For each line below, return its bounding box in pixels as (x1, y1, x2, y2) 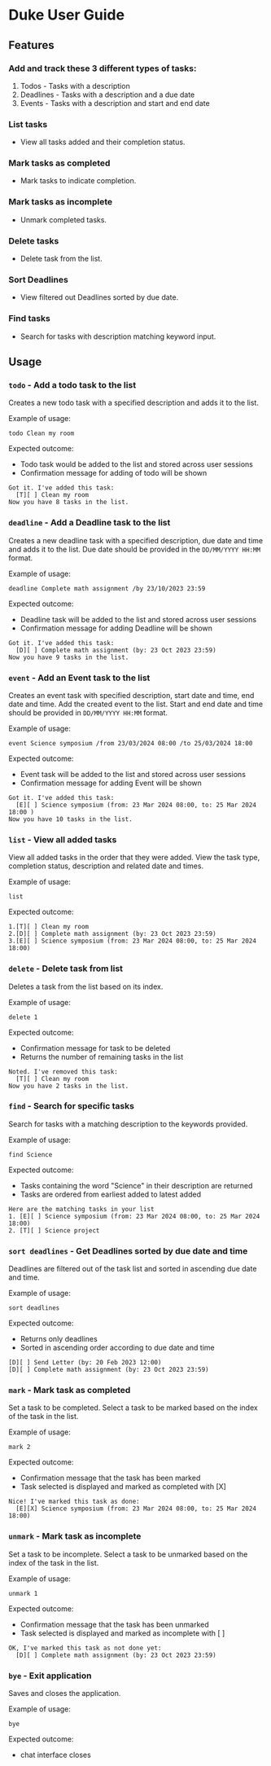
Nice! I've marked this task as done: (8, 1497, 140, 1506)
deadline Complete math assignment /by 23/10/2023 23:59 (8, 584, 206, 592)
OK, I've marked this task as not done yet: (8, 1644, 162, 1652)
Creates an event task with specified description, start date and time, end (8, 690, 255, 700)
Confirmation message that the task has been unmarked (20, 1619, 209, 1629)
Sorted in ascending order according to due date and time (20, 1342, 215, 1353)
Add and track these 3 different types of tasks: (8, 63, 197, 74)
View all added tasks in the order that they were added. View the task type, (8, 853, 260, 863)
